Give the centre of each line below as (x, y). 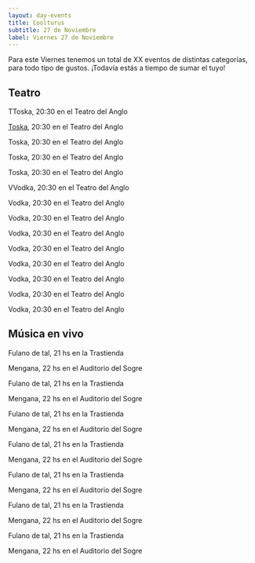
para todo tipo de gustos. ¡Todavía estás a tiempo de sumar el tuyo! (117, 68)
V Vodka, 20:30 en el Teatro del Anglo (69, 188)
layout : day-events (40, 15)
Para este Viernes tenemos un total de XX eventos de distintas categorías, (128, 60)
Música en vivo (46, 334)
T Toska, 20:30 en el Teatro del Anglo (68, 112)
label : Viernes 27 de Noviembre (61, 37)
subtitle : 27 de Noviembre (52, 30)
